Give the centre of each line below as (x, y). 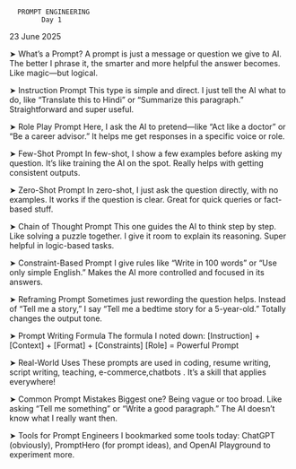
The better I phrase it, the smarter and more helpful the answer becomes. (145, 63)
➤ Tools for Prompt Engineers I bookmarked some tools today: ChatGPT (142, 435)
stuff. (44, 209)
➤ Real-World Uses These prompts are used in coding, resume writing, (140, 363)
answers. (26, 282)
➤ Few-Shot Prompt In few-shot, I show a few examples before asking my (146, 153)
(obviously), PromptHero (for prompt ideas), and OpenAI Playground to (140, 445)
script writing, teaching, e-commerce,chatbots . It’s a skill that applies (138, 372)
